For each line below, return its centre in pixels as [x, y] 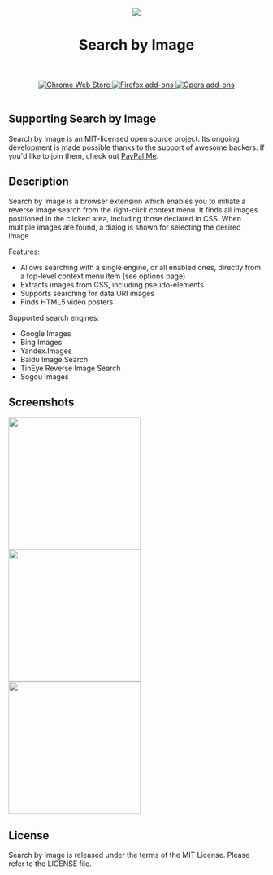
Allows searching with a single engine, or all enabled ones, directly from [141, 267]
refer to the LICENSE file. [50, 864]
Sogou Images [44, 376]
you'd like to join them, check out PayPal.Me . [84, 155]
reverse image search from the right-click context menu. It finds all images [133, 210]
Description [39, 182]
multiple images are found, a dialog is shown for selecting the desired [125, 227]
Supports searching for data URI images [87, 293]
